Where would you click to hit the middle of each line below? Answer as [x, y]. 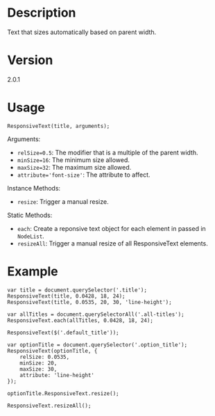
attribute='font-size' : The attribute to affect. [84, 175]
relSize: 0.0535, [45, 357]
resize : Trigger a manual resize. [63, 201]
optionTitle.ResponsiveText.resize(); [63, 393]
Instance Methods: [34, 188]
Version [30, 60]
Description [42, 13]
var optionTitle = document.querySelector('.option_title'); [97, 345]
